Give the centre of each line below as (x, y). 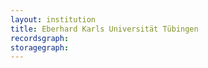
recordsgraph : (40, 38)
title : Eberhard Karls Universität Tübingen (104, 29)
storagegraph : (40, 47)
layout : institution (53, 19)
